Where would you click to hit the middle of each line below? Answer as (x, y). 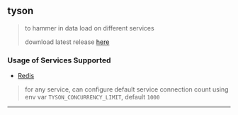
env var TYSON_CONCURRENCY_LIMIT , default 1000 (92, 97)
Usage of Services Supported (59, 60)
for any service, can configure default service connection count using (126, 89)
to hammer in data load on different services (89, 28)
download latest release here (67, 42)
